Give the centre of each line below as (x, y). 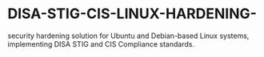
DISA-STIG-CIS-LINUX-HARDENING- (132, 14)
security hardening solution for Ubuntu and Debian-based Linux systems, (128, 36)
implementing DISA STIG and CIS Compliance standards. (101, 44)
